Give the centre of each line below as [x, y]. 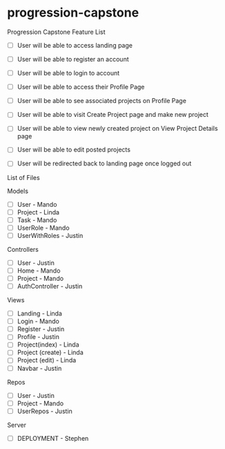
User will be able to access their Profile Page [81, 87]
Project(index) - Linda [48, 345]
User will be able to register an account [73, 59]
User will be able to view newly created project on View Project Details [118, 129]
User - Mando [37, 204]
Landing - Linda [39, 313]
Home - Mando [39, 271]
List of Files [23, 177]
